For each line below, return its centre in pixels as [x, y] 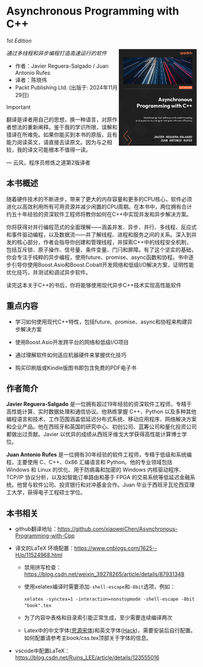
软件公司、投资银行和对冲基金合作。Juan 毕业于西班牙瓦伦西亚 [111, 485]
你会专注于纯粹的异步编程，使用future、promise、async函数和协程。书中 [98, 257]
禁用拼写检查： [43, 567]
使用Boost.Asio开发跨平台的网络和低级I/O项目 [72, 342]
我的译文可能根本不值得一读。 [54, 150]
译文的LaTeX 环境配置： [44, 548]
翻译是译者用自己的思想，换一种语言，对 [56, 120]
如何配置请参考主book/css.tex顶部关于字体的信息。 [88, 638]
